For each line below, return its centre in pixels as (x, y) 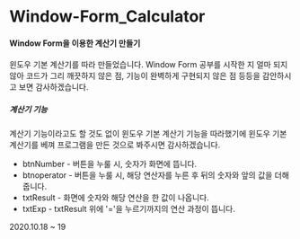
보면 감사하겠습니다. (53, 87)
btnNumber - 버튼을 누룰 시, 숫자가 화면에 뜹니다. (110, 164)
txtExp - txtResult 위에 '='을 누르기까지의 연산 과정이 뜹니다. (128, 209)
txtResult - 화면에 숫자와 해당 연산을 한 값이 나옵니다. (115, 198)
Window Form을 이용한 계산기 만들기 (75, 43)
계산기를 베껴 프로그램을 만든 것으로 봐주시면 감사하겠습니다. (115, 145)
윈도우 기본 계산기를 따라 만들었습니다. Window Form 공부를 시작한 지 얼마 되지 (149, 65)
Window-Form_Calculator (107, 17)
